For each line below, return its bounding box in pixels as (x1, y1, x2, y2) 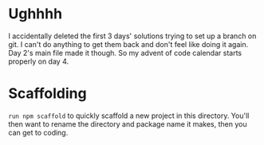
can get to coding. (8, 127, 69, 137)
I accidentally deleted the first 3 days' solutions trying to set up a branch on (8, 31, 257, 41)
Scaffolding (8, 84, 87, 103)
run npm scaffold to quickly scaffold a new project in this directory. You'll (8, 111, 250, 120)
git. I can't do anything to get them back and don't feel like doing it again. (8, 39, 249, 49)
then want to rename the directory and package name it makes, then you (8, 119, 247, 128)
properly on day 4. (8, 57, 69, 66)
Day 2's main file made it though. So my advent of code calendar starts (8, 48, 242, 57)
